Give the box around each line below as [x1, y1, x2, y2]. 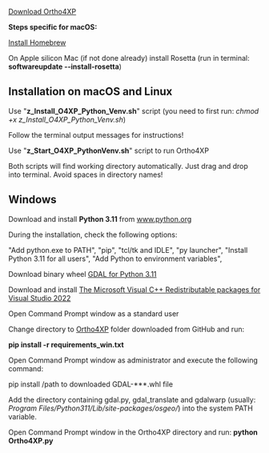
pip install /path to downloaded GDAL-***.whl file [8, 379, 174, 389]
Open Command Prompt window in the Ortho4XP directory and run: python [8, 427, 259, 437]
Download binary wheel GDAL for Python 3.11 [8, 269, 158, 279]
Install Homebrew [8, 38, 66, 47]
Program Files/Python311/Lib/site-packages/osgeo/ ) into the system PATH [8, 403, 254, 413]
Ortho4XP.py [8, 435, 54, 445]
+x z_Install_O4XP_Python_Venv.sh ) [8, 114, 126, 124]
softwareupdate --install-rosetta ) [8, 62, 122, 71]
